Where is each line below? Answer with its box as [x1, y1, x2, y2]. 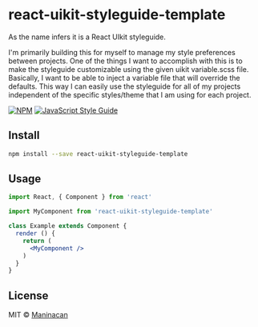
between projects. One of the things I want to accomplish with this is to [8, 56, 243, 66]
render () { [15, 229, 56, 237]
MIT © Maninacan [8, 310, 68, 320]
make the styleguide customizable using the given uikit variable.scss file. [8, 64, 249, 74]
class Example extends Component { [8, 222, 127, 230]
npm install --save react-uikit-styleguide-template [8, 150, 188, 158]
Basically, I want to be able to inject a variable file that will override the [8, 73, 240, 82]
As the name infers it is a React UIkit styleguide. [8, 32, 167, 42]
